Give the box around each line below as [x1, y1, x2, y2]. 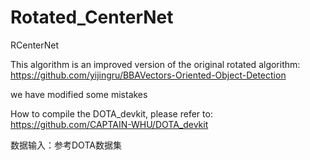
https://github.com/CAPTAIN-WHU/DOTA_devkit [10, 118, 209, 130]
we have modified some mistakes [10, 88, 148, 100]
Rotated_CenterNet [10, 6, 174, 29]
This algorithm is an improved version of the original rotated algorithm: [10, 58, 301, 70]
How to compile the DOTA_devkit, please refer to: [10, 107, 213, 120]
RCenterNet [10, 39, 60, 51]
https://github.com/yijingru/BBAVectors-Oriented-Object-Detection [10, 69, 287, 81]
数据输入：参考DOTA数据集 [10, 139, 122, 151]
